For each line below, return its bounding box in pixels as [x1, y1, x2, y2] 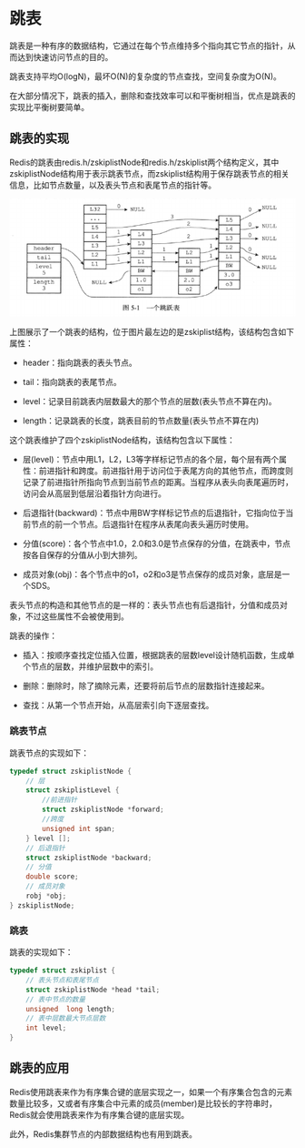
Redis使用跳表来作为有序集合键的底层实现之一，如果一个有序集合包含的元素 [9, 1086, 293, 1097]
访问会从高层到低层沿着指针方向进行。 [22, 488, 166, 499]
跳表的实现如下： [9, 947, 74, 958]
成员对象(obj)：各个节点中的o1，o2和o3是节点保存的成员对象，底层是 [22, 569, 282, 580]
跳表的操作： [9, 630, 57, 642]
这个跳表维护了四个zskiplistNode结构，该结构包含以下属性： [9, 434, 236, 446]
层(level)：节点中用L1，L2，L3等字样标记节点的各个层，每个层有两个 [22, 454, 280, 465]
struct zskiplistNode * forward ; [42, 805, 165, 815]
